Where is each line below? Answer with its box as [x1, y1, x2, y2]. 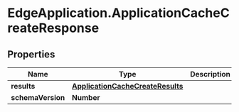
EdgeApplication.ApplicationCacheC [7, 5, 230, 21]
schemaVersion [11, 93, 65, 102]
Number [72, 93, 100, 102]
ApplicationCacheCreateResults [72, 82, 184, 91]
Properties [7, 48, 55, 60]
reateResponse [7, 20, 100, 36]
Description [189, 69, 231, 79]
